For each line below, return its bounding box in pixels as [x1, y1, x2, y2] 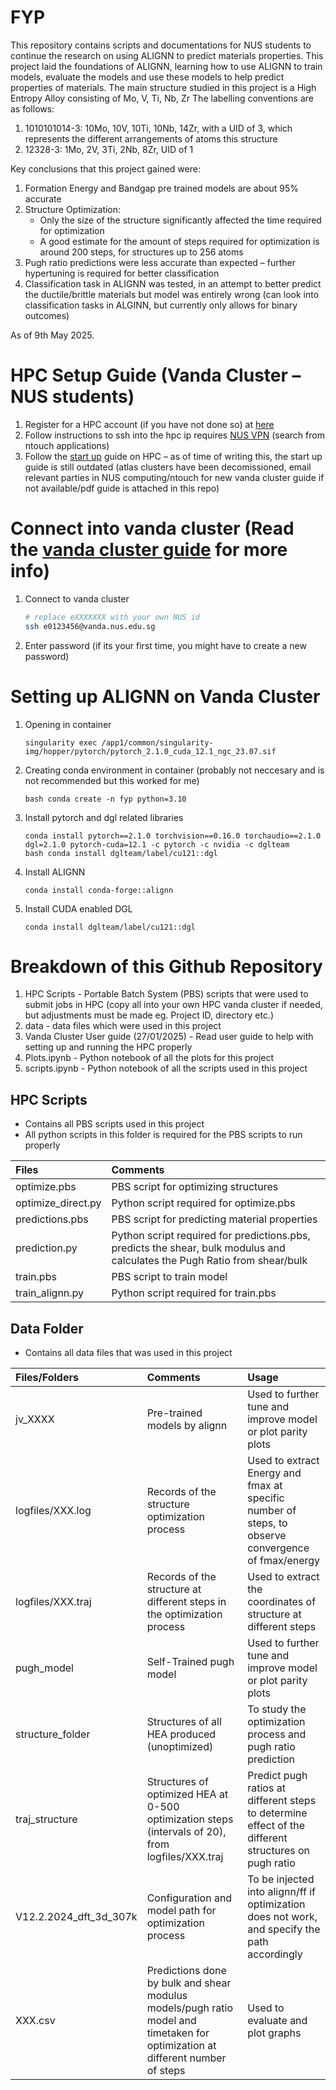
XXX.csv [15, 2014, 56, 2028]
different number [146, 2051, 227, 2065]
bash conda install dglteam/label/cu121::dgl [24, 848, 218, 858]
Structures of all [146, 1715, 222, 1729]
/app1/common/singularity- [101, 737, 214, 748]
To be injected [247, 1872, 315, 1886]
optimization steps [146, 1812, 234, 1826]
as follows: [10, 102, 55, 115]
